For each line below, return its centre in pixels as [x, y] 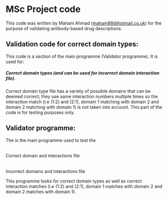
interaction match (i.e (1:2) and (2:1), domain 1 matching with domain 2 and [82, 102]
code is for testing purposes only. [40, 112]
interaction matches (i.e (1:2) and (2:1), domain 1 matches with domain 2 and [84, 186]
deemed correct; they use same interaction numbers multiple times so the [82, 96]
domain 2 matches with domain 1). [41, 191]
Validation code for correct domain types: [72, 44]
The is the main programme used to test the [51, 140]
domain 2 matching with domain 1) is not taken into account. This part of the [84, 107]
